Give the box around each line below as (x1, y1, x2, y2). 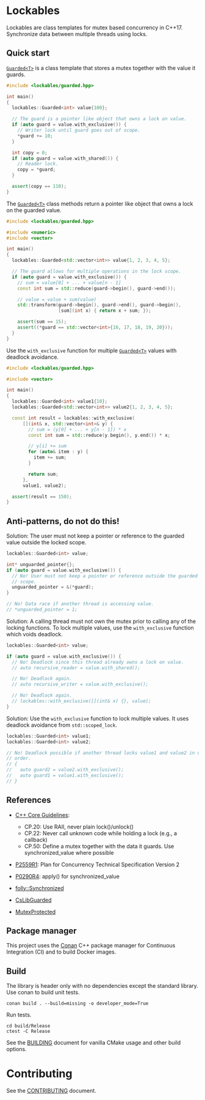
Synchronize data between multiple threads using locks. (6, 30, 148, 37)
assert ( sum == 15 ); (17, 318, 67, 325)
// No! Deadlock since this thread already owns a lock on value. (12, 659, 184, 665)
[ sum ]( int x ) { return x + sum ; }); (58, 307, 151, 314)
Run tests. (6, 1011, 32, 1019)
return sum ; (28, 471, 59, 477)
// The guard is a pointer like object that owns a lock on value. (12, 116, 187, 122)
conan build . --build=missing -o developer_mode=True (6, 1001, 149, 1007)
